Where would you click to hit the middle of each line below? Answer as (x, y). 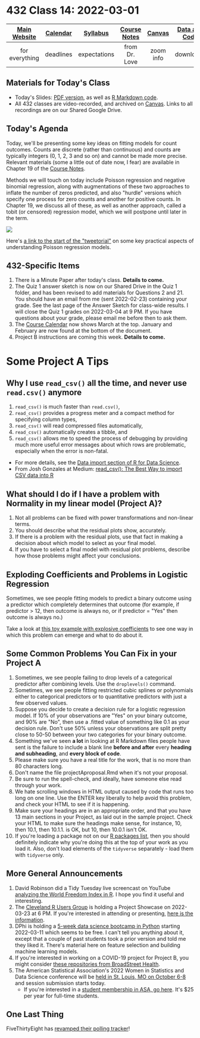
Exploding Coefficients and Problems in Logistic (97, 574)
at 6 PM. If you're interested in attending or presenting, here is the (112, 913)
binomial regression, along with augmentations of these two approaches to (98, 186)
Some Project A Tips (57, 361)
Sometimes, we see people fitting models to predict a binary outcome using (99, 598)
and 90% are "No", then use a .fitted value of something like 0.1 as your (102, 721)
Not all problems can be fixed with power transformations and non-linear (104, 518)
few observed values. (41, 703)
